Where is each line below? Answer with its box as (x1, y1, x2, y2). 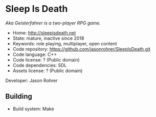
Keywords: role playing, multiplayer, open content (12, 40, 117, 46)
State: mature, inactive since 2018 (12, 35, 84, 41)
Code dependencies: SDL (12, 62, 67, 68)
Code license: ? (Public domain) (12, 56, 80, 63)
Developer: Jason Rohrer (5, 77, 58, 83)
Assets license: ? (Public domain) (12, 67, 83, 74)
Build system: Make (12, 105, 55, 112)
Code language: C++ (12, 51, 57, 57)
